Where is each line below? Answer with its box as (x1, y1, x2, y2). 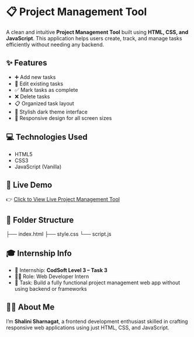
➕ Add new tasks (14, 73, 56, 80)
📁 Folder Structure (6, 215, 74, 225)
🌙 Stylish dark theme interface (14, 108, 88, 115)
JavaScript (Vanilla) (14, 163, 62, 170)
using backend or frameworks (14, 286, 87, 292)
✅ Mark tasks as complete (14, 86, 78, 93)
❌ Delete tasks (14, 92, 50, 100)
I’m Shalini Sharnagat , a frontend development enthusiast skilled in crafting (6, 318, 188, 325)
